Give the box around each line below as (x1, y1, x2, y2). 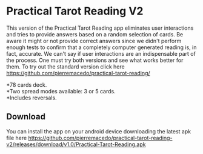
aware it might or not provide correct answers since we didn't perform (6, 37, 182, 44)
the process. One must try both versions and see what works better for (6, 56, 184, 64)
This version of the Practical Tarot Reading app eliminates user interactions (6, 24, 194, 32)
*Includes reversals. (6, 94, 57, 101)
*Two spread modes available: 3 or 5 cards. (6, 87, 116, 95)
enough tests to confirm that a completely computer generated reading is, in (6, 44, 197, 51)
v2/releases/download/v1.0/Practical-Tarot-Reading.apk (6, 141, 146, 148)
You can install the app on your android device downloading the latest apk (6, 127, 191, 135)
